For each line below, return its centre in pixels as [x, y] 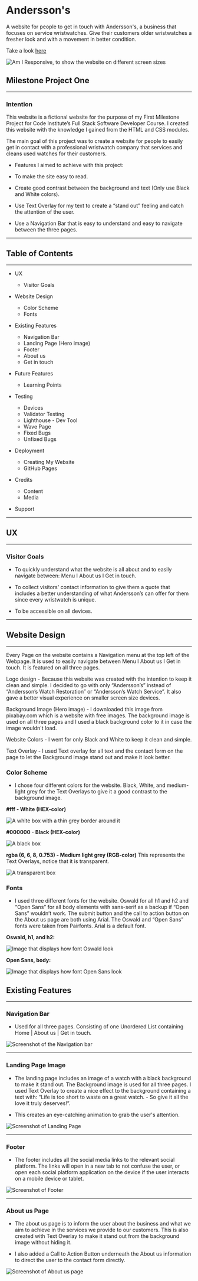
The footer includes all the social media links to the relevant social [95, 1160]
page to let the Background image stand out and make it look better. [88, 757]
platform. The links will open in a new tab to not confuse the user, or [97, 1166]
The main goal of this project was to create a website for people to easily [95, 141]
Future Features [34, 373]
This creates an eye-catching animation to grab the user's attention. [97, 1115]
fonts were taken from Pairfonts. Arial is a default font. [80, 926]
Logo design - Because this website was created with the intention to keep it [99, 679]
